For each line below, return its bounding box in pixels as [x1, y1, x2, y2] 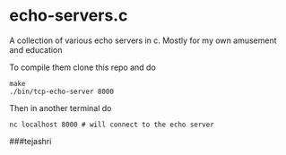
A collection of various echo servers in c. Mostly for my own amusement [9, 35, 277, 46]
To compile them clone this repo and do [9, 62, 157, 73]
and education [9, 44, 63, 55]
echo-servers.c [9, 5, 128, 26]
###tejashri [9, 135, 52, 146]
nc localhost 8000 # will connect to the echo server [9, 120, 215, 129]
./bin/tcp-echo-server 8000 [9, 87, 115, 96]
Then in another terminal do [9, 102, 112, 113]
